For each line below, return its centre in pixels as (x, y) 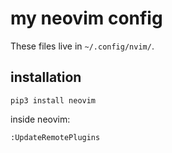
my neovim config (86, 18)
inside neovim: (40, 119)
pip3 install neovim (53, 100)
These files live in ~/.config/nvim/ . (82, 46)
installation (46, 77)
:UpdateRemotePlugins (55, 137)
